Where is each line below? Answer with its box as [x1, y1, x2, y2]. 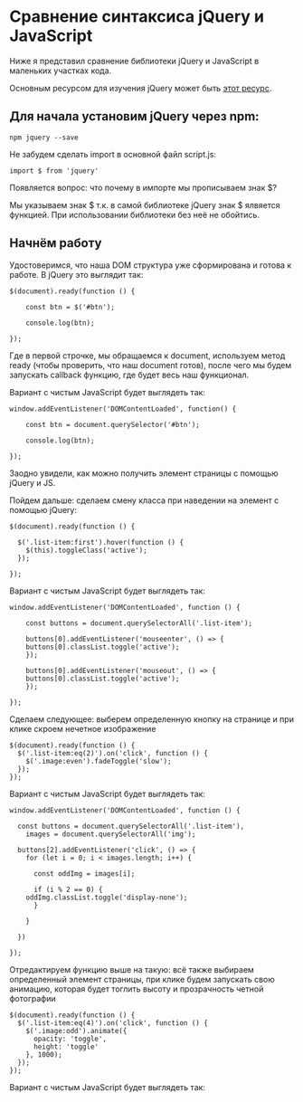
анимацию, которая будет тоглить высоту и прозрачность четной [9, 983, 264, 994]
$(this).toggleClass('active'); [25, 546, 147, 555]
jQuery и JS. [9, 477, 56, 488]
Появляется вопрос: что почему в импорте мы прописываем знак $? [9, 182, 278, 193]
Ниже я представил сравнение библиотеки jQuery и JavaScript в [9, 55, 260, 66]
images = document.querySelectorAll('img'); [25, 830, 196, 839]
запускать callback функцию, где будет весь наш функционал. [9, 369, 250, 380]
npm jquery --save [9, 133, 79, 142]
